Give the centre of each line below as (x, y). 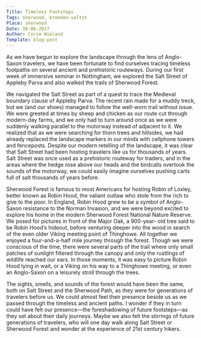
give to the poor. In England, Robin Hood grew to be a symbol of (86, 202)
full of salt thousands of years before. (53, 177)
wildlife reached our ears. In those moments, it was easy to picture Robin (97, 259)
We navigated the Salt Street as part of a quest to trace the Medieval (91, 94)
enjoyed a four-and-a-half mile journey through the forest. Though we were (100, 240)
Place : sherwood (26, 23)
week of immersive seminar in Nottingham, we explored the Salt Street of (97, 76)
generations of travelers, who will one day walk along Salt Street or (89, 322)
